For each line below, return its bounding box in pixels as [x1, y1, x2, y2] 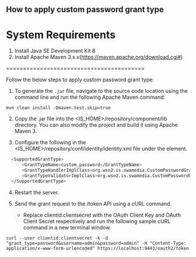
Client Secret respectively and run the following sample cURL [23, 217, 171, 224]
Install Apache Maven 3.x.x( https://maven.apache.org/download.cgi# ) [14, 54, 183, 61]
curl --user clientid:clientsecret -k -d [6, 235, 108, 241]
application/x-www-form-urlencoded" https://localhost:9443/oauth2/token [6, 245, 190, 251]
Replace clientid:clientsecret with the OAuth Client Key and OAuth [23, 211, 181, 218]
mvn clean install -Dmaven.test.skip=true [6, 105, 111, 111]
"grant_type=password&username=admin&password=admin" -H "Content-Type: [6, 240, 187, 246]
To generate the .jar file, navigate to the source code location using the [14, 88, 188, 95]
